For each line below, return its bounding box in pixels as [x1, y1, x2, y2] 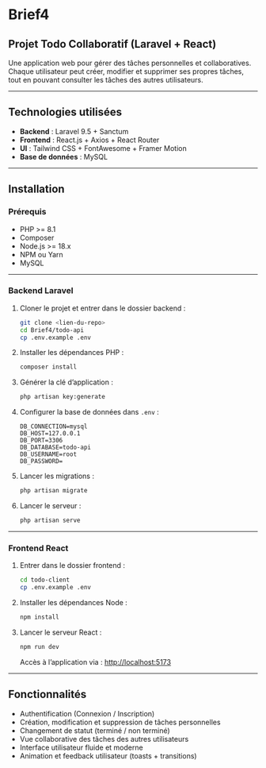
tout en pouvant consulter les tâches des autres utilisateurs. [8, 75, 203, 84]
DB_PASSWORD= [19, 457, 63, 465]
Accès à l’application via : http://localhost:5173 [19, 657, 172, 666]
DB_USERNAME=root [19, 450, 78, 458]
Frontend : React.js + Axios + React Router [19, 135, 160, 145]
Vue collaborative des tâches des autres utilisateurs [19, 734, 189, 743]
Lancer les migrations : [19, 471, 95, 481]
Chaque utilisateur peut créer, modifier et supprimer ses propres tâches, [8, 67, 244, 76]
